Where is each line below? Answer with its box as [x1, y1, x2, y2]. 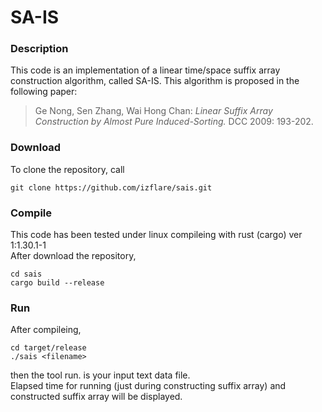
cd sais [10, 269, 43, 280]
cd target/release [10, 343, 87, 353]
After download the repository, [10, 250, 137, 262]
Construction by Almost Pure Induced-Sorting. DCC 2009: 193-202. [34, 116, 314, 128]
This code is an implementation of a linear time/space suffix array [10, 64, 281, 76]
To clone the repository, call [10, 163, 125, 175]
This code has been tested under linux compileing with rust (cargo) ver [10, 229, 303, 241]
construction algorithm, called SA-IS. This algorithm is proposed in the [10, 75, 300, 87]
